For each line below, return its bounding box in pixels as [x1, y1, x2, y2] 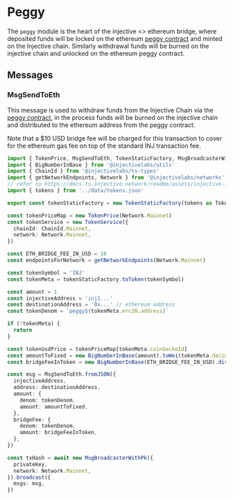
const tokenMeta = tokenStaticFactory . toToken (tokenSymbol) [7, 275, 185, 283]
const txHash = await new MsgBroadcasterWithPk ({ [7, 454, 154, 461]
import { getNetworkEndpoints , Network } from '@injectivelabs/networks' [7, 174, 225, 181]
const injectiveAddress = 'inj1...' [7, 295, 113, 302]
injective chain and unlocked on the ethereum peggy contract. [7, 49, 185, 58]
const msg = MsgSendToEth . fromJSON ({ [7, 371, 116, 378]
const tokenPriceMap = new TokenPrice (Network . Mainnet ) [7, 212, 172, 219]
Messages [7, 69, 53, 81]
